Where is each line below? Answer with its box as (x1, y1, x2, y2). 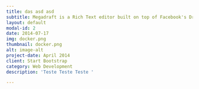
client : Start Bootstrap (6, 58, 68, 64)
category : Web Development (6, 63, 73, 70)
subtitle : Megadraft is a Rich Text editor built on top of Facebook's (6, 14, 187, 20)
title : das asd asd (6, 8, 54, 15)
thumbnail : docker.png (6, 42, 62, 48)
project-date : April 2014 (6, 52, 70, 58)
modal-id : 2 (6, 25, 36, 31)
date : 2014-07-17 (6, 31, 49, 37)
